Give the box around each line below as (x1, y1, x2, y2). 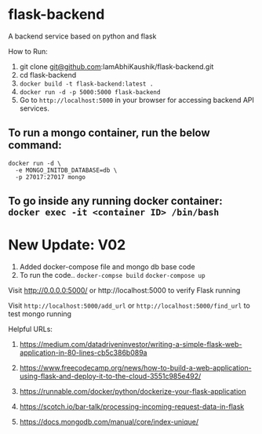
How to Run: (8, 46, 49, 56)
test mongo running (8, 309, 72, 319)
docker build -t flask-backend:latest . (19, 80, 154, 88)
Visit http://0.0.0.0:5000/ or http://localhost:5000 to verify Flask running (8, 286, 241, 295)
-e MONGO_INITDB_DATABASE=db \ (15, 166, 118, 174)
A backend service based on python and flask (8, 31, 157, 41)
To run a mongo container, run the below (8, 126, 210, 140)
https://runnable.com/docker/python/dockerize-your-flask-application (19, 387, 246, 396)
